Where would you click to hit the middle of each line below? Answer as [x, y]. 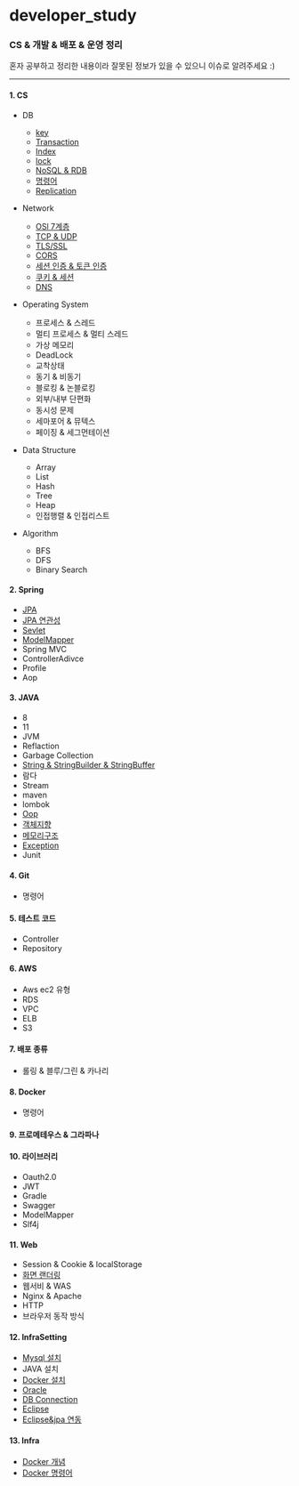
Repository [42, 948]
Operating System [55, 304]
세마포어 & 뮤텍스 [65, 421]
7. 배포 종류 [28, 1049]
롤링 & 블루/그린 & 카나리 [65, 1070]
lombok [36, 804]
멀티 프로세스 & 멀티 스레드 [82, 334]
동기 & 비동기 [58, 376]
